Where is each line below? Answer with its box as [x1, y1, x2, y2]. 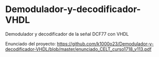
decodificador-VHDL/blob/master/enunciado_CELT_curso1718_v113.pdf [5, 46, 152, 52]
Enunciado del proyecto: [5, 40, 56, 46]
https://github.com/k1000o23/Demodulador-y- [57, 40, 154, 46]
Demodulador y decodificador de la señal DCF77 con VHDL [5, 31, 129, 37]
